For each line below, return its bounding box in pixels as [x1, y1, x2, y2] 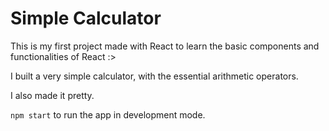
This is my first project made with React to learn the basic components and [10, 40, 320, 52]
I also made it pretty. [10, 89, 95, 101]
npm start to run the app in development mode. [10, 108, 206, 121]
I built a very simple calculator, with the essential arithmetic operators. [10, 70, 299, 82]
